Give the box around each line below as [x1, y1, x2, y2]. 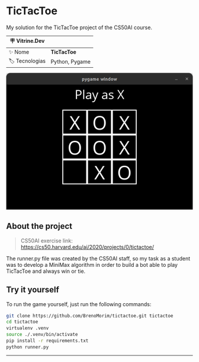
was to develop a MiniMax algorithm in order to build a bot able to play [6, 261, 178, 268]
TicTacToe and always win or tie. [6, 267, 86, 275]
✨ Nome [8, 48, 30, 55]
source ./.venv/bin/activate [6, 332, 78, 338]
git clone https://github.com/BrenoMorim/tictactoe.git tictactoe [6, 313, 174, 319]
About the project [6, 221, 73, 231]
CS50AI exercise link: [20, 237, 73, 244]
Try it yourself [6, 285, 59, 295]
